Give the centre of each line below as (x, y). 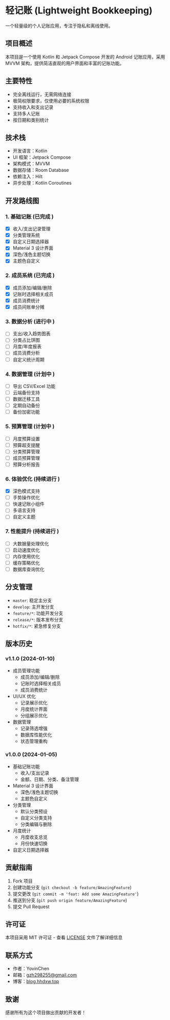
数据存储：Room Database (41, 170)
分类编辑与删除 (36, 824)
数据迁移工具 (26, 399)
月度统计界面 (34, 709)
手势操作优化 (26, 498)
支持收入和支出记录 (33, 107)
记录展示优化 (34, 702)
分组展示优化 (34, 715)
